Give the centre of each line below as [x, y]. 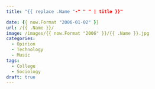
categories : [21, 39]
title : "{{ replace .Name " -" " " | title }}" [64, 11]
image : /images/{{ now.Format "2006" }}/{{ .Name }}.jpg [78, 33]
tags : [13, 60]
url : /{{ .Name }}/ [30, 28]
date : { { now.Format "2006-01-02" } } [53, 22]
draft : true [21, 77]
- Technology [28, 50]
